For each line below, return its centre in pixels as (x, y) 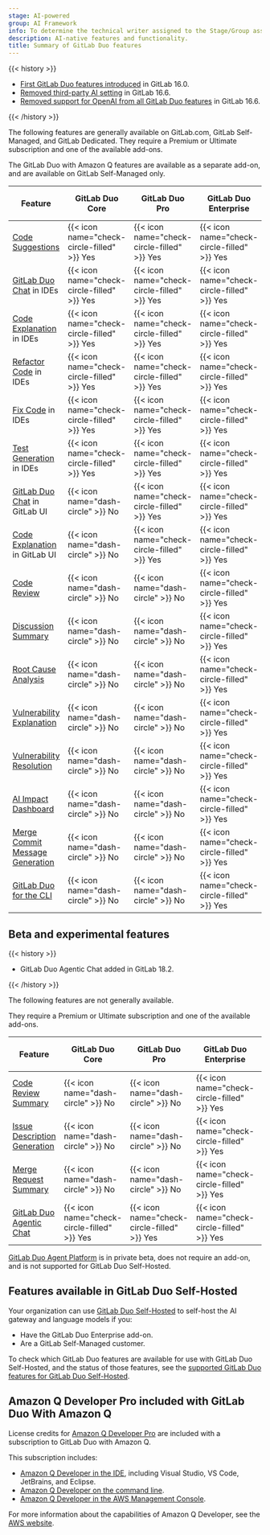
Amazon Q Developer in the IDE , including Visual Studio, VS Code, (129, 1473)
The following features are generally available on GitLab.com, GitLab (122, 133)
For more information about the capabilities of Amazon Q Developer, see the (134, 1514)
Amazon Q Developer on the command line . (92, 1490)
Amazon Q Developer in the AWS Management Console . (113, 1498)
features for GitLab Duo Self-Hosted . (69, 1376)
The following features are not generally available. (91, 1000)
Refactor (29, 362)
